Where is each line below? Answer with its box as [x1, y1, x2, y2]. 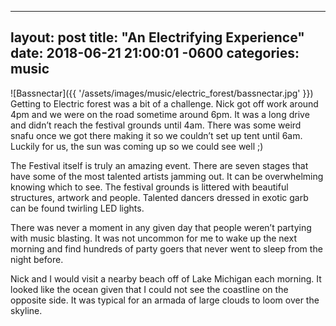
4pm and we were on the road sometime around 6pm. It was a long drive [10, 108, 310, 120]
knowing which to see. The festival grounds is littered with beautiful [10, 181, 289, 193]
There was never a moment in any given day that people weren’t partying [10, 221, 312, 233]
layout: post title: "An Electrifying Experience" [10, 29, 305, 46]
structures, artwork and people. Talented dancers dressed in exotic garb [10, 191, 309, 203]
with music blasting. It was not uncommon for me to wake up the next [10, 232, 297, 244]
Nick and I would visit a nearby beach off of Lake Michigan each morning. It [10, 272, 322, 285]
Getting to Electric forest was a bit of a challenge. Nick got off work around [10, 97, 319, 110]
